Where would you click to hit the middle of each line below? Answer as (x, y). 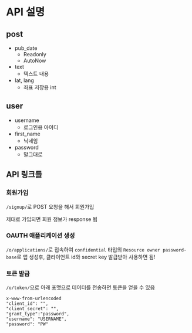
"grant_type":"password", (38, 314)
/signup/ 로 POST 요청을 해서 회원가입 (50, 206)
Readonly (35, 54)
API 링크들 (24, 174)
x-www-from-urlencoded (34, 299)
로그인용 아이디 (41, 127)
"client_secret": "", (33, 309)
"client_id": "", (27, 304)
